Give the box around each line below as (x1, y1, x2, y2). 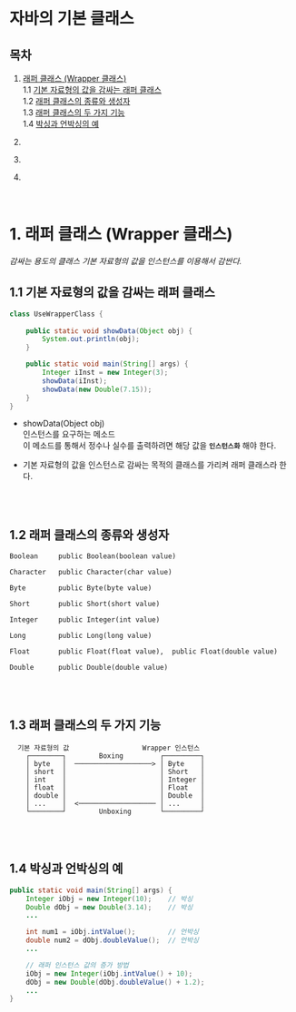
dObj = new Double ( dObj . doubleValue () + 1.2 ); (25, 978, 205, 987)
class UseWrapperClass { (9, 309, 104, 319)
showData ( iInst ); (42, 376, 107, 386)
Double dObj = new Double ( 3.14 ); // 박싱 (25, 902, 193, 912)
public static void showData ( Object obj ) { (25, 326, 193, 336)
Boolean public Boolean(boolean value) (9, 552, 177, 561)
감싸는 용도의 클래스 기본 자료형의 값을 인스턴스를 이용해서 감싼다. (9, 255, 242, 266)
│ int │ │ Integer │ (25, 775, 205, 784)
